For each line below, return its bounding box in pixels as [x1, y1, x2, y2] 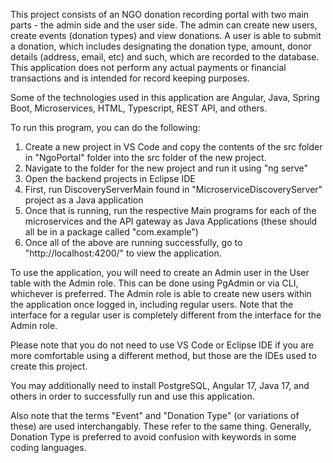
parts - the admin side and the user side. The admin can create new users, [10, 19, 318, 31]
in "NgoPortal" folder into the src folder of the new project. [24, 152, 267, 163]
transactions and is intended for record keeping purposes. [10, 72, 250, 84]
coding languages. [10, 442, 87, 453]
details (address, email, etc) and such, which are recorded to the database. [10, 51, 320, 63]
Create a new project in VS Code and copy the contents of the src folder [24, 141, 323, 153]
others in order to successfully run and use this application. [10, 390, 255, 402]
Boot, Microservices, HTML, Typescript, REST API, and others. [10, 102, 268, 114]
